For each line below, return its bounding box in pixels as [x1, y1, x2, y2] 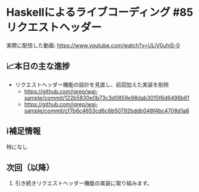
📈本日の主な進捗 [6, 61, 71, 71]
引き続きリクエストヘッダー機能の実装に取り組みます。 [15, 179, 153, 187]
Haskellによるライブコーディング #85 [6, 5, 194, 19]
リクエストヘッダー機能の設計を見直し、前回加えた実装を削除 [15, 81, 169, 88]
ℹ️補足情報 [6, 126, 41, 136]
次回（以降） [6, 162, 54, 173]
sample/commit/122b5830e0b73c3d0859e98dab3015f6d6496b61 [24, 94, 190, 101]
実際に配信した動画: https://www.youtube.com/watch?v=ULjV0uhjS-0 [6, 42, 180, 49]
